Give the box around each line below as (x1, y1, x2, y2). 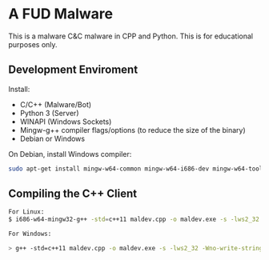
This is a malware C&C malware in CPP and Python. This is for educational (8, 31, 254, 41)
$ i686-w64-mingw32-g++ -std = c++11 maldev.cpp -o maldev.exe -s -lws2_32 (8, 215, 260, 224)
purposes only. (8, 39, 58, 49)
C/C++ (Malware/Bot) (19, 99, 92, 109)
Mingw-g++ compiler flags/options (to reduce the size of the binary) (19, 125, 246, 134)
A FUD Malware (8, 5, 114, 23)
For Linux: (8, 208, 45, 216)
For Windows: (8, 230, 52, 238)
